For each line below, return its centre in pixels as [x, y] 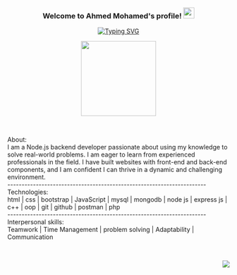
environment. [26, 177]
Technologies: [28, 192]
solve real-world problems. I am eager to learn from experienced [101, 154]
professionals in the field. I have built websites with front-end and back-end [117, 162]
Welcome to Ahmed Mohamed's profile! [112, 16]
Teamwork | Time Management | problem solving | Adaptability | [101, 230]
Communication [30, 237]
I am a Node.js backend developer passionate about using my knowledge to [117, 147]
